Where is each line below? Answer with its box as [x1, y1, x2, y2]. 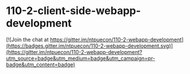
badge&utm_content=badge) [6, 60, 75, 68]
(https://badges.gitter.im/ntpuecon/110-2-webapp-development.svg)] [6, 42, 174, 49]
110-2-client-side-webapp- [6, 4, 141, 18]
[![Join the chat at [6, 36, 49, 43]
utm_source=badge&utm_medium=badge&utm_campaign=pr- [6, 55, 156, 62]
